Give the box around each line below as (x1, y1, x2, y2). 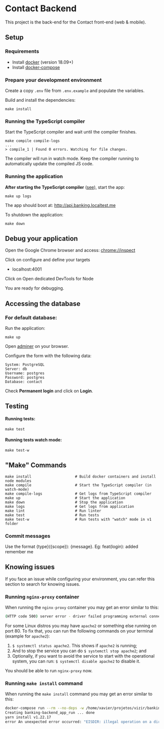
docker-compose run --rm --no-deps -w (5, 706, 84, 711)
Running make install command (5, 680, 83, 686)
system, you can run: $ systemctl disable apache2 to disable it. (12, 658, 141, 664)
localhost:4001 (12, 266, 42, 272)
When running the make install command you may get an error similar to (5, 691, 153, 697)
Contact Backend (5, 3, 77, 14)
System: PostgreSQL (5, 363, 45, 367)
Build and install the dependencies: (5, 97, 76, 103)
